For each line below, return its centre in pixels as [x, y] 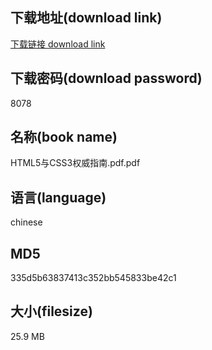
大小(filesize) [51, 311]
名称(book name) [64, 137]
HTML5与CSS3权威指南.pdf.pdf [75, 163]
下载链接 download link [58, 44]
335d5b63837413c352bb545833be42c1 [93, 278]
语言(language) [58, 197]
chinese [26, 222]
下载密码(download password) [106, 78]
